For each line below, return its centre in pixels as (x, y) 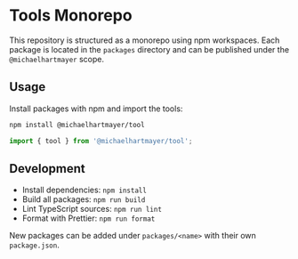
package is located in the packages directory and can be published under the (149, 49)
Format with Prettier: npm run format (89, 218)
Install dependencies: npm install (84, 190)
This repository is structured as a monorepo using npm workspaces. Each (145, 40)
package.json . (34, 245)
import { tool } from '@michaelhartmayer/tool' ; (101, 141)
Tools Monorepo (71, 16)
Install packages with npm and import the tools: (96, 109)
